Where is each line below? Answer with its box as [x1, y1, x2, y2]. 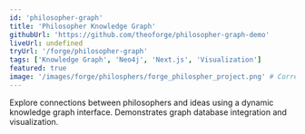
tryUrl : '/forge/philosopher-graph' [9, 47, 148, 56]
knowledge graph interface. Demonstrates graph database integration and [9, 106, 288, 118]
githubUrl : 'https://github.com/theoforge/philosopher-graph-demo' [9, 30, 271, 39]
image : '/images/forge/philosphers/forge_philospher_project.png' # [9, 72, 274, 81]
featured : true [9, 64, 67, 73]
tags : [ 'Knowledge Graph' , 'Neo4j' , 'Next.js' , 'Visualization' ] [9, 55, 262, 64]
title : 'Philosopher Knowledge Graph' [9, 22, 156, 31]
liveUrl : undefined [9, 38, 84, 48]
